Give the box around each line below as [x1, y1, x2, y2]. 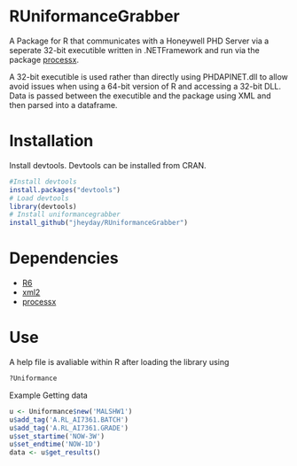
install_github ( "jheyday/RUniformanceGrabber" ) [9, 219, 189, 228]
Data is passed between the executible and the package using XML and [9, 90, 272, 101]
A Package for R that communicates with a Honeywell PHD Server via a [9, 35, 270, 46]
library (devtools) [9, 202, 77, 211]
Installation [9, 131, 94, 151]
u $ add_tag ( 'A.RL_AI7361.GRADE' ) [9, 423, 129, 432]
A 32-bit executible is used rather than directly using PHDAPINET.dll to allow [9, 71, 288, 82]
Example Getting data [9, 390, 89, 400]
